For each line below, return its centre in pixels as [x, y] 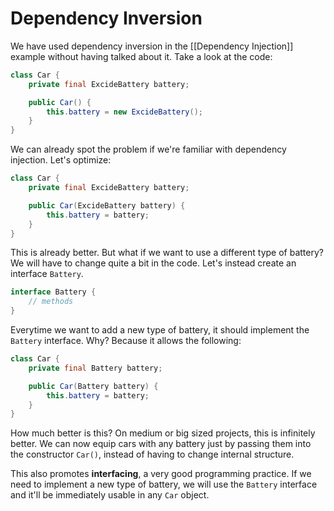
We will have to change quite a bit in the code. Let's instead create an [153, 263]
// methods [51, 302]
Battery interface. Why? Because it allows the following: [126, 341]
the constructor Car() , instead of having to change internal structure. [152, 454]
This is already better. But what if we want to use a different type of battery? [167, 253]
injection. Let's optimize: [61, 160]
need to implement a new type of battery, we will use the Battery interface [164, 484]
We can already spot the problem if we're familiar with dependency [148, 149]
